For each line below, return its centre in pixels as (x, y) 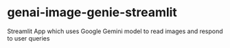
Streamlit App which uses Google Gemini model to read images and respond (115, 31)
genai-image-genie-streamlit (92, 13)
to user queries (28, 38)
